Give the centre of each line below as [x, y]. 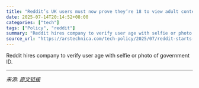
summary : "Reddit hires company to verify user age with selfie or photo [99, 33]
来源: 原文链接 [23, 79]
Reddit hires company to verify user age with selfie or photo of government [98, 55]
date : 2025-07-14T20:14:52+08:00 [47, 17]
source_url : [21, 39]
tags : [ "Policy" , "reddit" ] [41, 28]
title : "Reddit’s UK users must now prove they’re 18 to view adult [92, 11]
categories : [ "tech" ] [33, 22]
